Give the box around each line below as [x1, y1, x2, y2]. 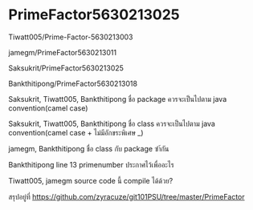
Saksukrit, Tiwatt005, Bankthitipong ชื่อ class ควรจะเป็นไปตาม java [8, 119, 215, 128]
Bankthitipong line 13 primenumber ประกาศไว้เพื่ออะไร [8, 160, 174, 169]
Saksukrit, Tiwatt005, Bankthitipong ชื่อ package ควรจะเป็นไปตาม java [8, 94, 227, 103]
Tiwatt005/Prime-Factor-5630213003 [8, 32, 133, 42]
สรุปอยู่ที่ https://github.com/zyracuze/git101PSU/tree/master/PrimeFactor [8, 192, 245, 201]
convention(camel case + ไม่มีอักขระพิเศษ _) [8, 127, 144, 137]
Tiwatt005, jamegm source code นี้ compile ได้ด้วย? [8, 176, 173, 185]
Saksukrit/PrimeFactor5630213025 [8, 63, 124, 73]
